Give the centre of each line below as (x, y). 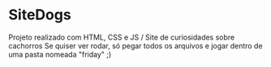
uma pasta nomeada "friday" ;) (60, 54)
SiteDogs (40, 15)
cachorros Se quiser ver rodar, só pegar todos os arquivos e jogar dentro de (135, 45)
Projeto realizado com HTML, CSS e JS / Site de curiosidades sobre (122, 37)
